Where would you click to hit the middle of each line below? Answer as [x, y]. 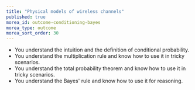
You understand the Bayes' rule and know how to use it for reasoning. [99, 81]
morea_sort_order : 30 [32, 33]
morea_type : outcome [31, 28]
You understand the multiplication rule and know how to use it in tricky [100, 56]
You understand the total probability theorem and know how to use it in [100, 68]
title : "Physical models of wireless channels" [65, 11]
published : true [26, 17]
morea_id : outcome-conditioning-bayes [53, 22]
